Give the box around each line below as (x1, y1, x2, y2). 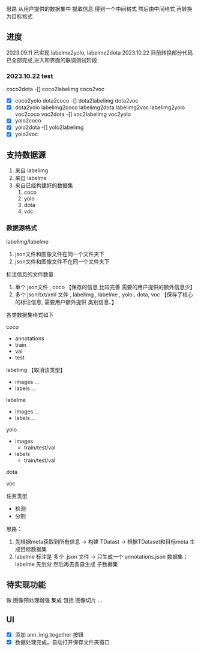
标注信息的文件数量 (6, 271, 54, 278)
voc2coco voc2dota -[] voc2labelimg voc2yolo (14, 110, 131, 118)
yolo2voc (14, 131, 38, 138)
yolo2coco (14, 117, 41, 124)
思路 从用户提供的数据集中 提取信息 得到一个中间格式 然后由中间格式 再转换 (6, 5, 193, 12)
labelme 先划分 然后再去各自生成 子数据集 (14, 560, 118, 568)
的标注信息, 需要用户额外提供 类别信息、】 (14, 298, 117, 305)
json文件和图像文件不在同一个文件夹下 (14, 257, 110, 265)
